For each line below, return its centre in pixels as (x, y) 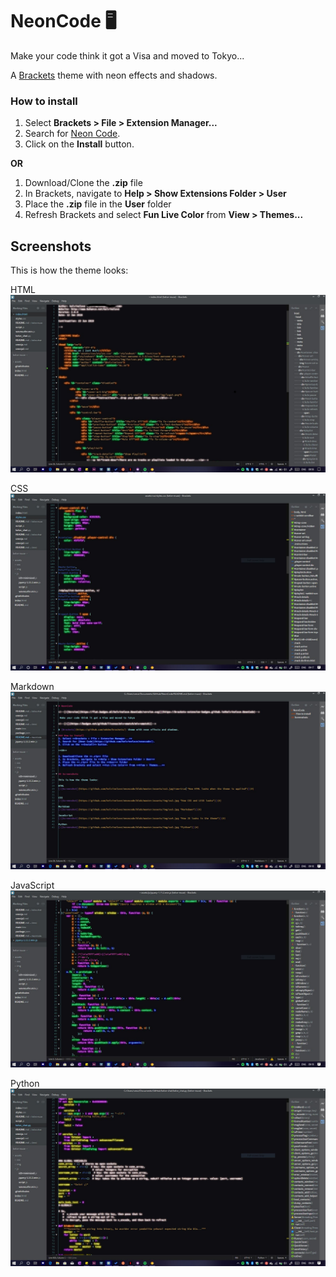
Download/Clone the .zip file (83, 183)
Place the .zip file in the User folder (98, 204)
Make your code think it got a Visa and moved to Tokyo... (127, 55)
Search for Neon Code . (72, 134)
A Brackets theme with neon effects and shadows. (114, 75)
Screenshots (51, 246)
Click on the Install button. (79, 144)
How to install (44, 101)
